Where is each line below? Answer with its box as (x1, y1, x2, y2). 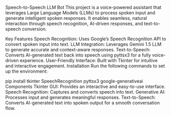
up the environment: (5, 68, 48, 74)
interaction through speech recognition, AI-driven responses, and (5, 20, 143, 26)
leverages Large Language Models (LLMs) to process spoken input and (5, 10, 156, 16)
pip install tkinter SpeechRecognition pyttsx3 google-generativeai (5, 78, 143, 84)
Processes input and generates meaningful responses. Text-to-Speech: (5, 94, 156, 100)
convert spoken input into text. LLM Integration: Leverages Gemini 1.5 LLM (5, 41, 162, 47)
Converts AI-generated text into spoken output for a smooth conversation (5, 100, 160, 106)
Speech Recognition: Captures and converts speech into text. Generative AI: (5, 89, 166, 95)
